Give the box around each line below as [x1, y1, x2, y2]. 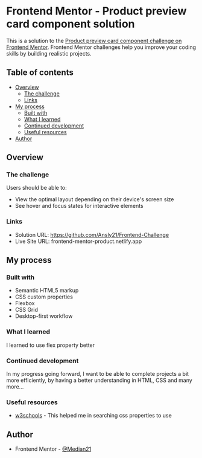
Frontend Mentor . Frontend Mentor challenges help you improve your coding [6, 44, 197, 51]
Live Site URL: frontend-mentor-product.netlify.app [14, 237, 142, 245]
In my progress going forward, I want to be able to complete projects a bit [6, 370, 189, 378]
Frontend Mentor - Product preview [6, 4, 187, 18]
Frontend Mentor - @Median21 [14, 445, 92, 453]
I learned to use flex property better [6, 341, 95, 349]
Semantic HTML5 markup [14, 287, 79, 294]
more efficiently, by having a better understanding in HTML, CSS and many [6, 376, 193, 384]
